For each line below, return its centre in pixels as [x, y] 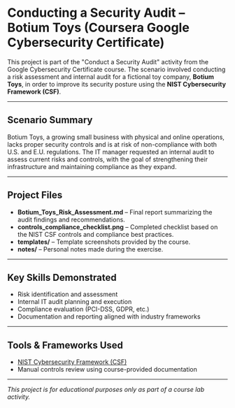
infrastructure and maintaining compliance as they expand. [92, 166]
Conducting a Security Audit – [96, 13]
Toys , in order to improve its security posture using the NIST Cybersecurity [116, 84]
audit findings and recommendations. [71, 219]
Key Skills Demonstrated [62, 277]
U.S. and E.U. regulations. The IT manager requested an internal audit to [111, 152]
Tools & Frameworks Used [65, 345]
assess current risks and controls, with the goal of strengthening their [108, 159]
